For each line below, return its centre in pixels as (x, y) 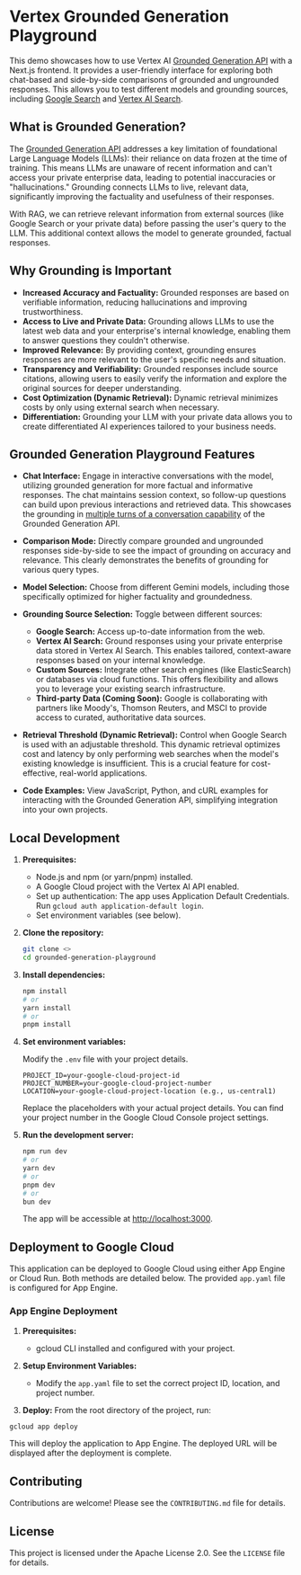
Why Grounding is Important (91, 271)
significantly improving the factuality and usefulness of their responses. (142, 196)
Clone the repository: (63, 933)
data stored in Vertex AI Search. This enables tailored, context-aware (164, 651)
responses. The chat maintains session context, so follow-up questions (154, 495)
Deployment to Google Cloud (92, 1247)
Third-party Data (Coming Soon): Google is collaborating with (151, 699)
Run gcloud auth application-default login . (120, 906)
